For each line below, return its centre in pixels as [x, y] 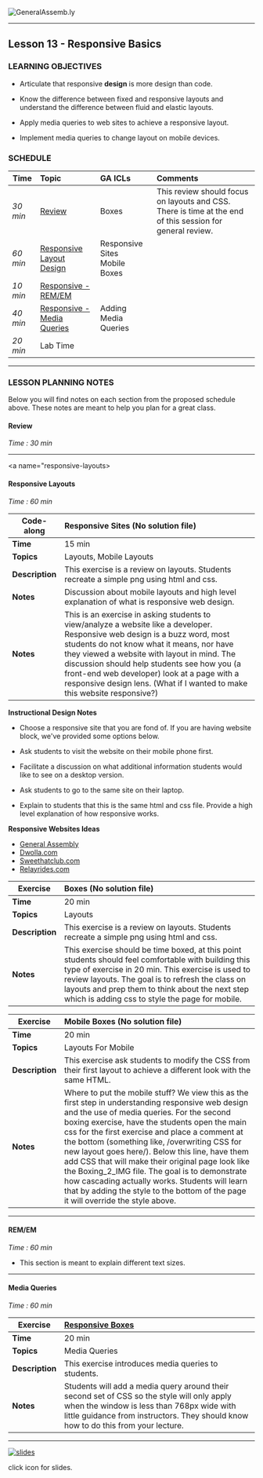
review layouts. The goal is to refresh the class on [155, 979]
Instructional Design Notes [53, 712]
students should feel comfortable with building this [157, 960]
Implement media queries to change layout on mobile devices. [120, 137]
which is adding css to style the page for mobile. [153, 999]
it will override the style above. [120, 1200]
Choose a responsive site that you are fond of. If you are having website [135, 727]
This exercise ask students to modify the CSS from [157, 1060]
